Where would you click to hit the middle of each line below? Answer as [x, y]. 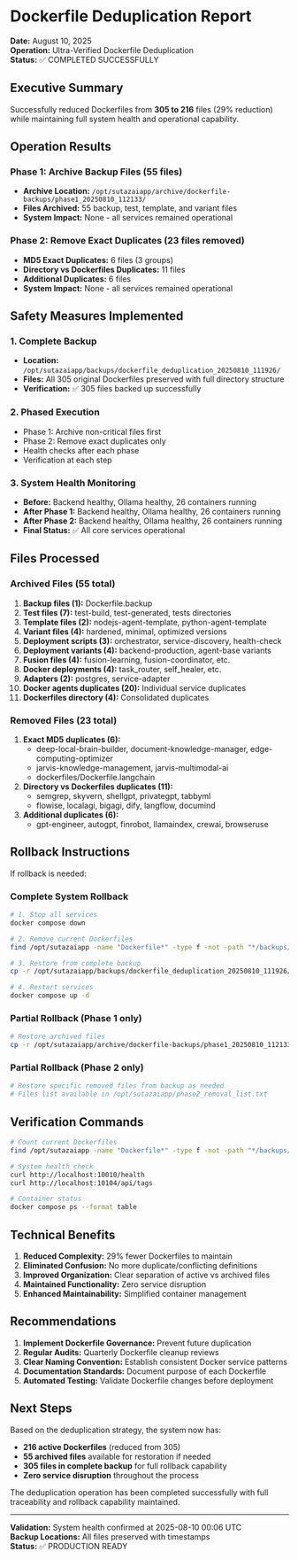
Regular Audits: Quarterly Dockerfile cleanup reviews [121, 1352]
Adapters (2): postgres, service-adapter [96, 679]
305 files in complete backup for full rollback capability [125, 1466]
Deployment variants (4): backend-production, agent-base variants [147, 650]
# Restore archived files [57, 1037]
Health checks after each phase [81, 450]
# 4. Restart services [52, 988]
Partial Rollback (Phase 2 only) [77, 1067]
